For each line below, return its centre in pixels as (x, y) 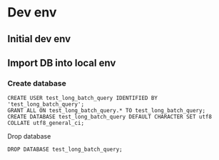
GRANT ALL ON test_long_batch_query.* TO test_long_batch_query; (106, 111)
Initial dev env (39, 39)
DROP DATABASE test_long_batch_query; (65, 150)
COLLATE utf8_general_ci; (46, 123)
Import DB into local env (62, 62)
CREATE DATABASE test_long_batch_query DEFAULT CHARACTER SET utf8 (110, 117)
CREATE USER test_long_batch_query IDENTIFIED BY (83, 98)
